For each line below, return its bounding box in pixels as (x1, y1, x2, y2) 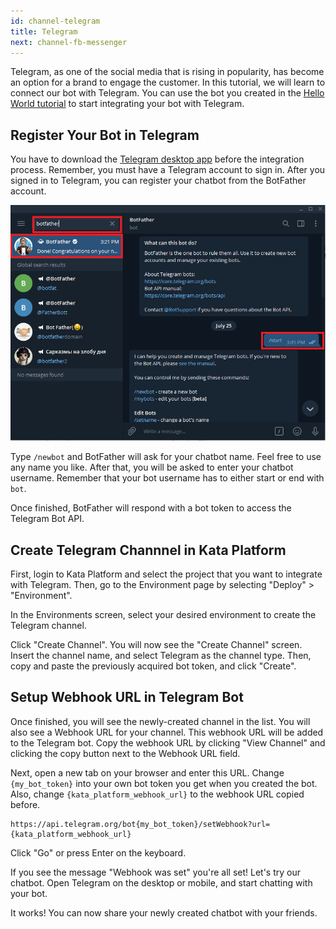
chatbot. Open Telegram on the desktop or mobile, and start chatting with (10, 876, 313, 889)
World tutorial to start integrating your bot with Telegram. (10, 98, 245, 110)
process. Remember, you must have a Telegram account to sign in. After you (10, 164, 326, 176)
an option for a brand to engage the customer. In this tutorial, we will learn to (10, 76, 326, 89)
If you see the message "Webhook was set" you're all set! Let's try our (10, 866, 301, 878)
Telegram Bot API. (10, 513, 85, 525)
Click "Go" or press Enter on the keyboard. (10, 846, 187, 859)
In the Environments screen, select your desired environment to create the (10, 609, 317, 621)
